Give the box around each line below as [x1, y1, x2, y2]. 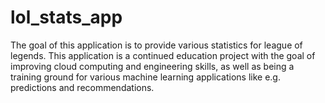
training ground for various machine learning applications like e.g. [10, 71, 281, 83]
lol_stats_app [10, 6, 123, 29]
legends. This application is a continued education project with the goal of [10, 49, 316, 61]
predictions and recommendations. [10, 81, 155, 93]
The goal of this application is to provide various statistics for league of [10, 39, 303, 51]
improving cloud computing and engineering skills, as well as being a [10, 60, 295, 72]
